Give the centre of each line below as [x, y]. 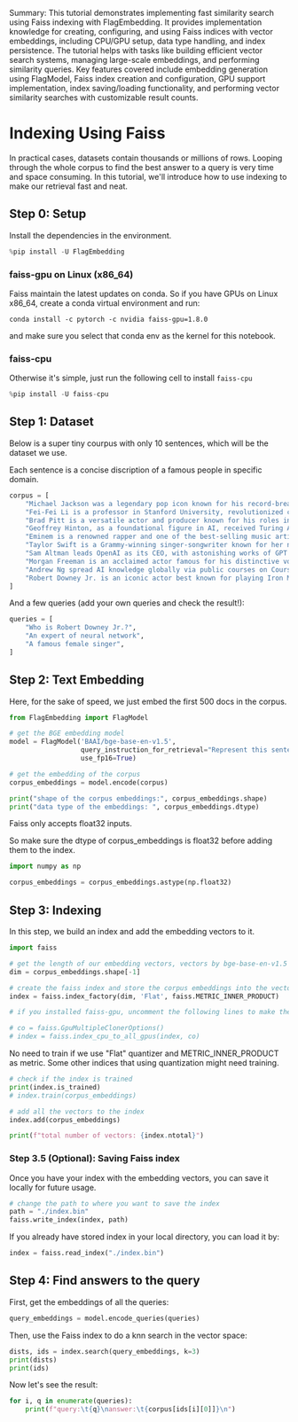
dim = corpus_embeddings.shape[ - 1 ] [75, 972]
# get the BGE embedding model [67, 734]
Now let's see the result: [54, 1385]
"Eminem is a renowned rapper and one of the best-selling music [149, 537]
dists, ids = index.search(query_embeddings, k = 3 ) [105, 1351]
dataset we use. [39, 452]
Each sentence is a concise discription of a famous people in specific [136, 470]
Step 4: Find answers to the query [105, 1281]
